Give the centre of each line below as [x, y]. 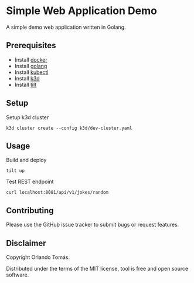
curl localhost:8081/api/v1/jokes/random [57, 193]
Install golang [31, 66]
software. [18, 275]
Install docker [31, 59]
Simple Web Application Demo [81, 11]
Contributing [30, 210]
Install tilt [25, 85]
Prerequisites [31, 46]
